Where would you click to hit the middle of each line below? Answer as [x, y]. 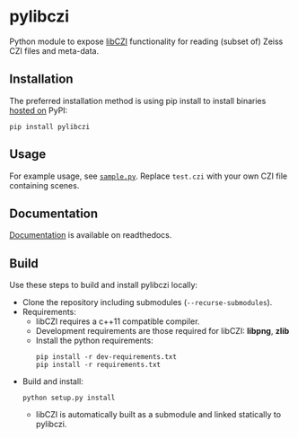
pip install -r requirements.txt [98, 365]
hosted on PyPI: [39, 110]
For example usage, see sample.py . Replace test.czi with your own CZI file [149, 176]
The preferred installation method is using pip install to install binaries [138, 101]
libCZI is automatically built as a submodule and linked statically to [158, 415]
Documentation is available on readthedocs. [91, 235]
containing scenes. [44, 185]
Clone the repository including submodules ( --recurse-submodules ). [147, 302]
